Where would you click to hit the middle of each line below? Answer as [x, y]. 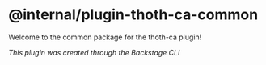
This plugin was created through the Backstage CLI [94, 52]
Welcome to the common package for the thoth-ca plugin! [105, 37]
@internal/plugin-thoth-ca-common [133, 15]
